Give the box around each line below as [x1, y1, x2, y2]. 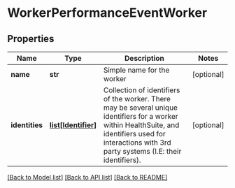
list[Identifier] [49, 120, 97, 130]
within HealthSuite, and [103, 120, 180, 130]
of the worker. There [103, 94, 171, 103]
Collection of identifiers [103, 85, 180, 95]
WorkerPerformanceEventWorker [7, 5, 208, 21]
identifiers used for [103, 129, 166, 138]
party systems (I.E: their [103, 147, 182, 156]
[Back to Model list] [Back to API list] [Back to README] [7, 173, 168, 181]
